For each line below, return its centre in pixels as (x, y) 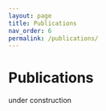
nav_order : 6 (30, 31)
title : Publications (43, 23)
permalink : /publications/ (53, 38)
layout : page (30, 16)
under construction (40, 101)
